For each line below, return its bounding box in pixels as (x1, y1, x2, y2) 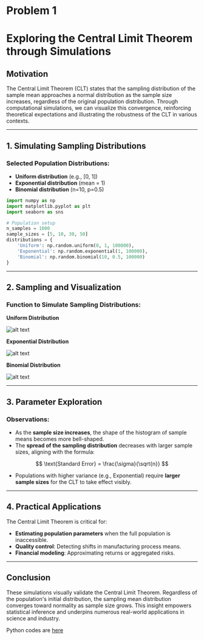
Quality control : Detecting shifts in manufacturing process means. (15, 542, 182, 550)
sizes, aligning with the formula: (15, 448, 95, 455)
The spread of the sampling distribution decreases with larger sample (15, 441, 193, 449)
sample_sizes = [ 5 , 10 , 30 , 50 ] (6, 231, 88, 238)
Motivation (6, 68, 49, 79)
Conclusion (6, 572, 51, 583)
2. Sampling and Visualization (6, 282, 121, 293)
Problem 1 (6, 4, 57, 18)
